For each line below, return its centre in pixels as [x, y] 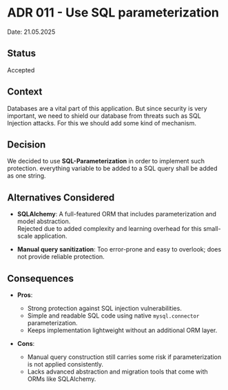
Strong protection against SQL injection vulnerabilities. [105, 308]
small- [212, 229]
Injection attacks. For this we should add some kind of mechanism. [102, 123]
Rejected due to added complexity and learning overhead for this [109, 229]
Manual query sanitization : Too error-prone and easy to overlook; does [119, 249]
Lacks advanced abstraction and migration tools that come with [117, 371]
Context [25, 92]
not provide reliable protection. [61, 257]
